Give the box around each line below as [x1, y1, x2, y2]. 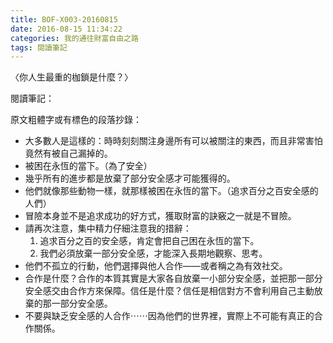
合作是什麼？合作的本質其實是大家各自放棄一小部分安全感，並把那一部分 [24, 272, 323, 285]
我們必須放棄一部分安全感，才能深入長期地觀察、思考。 [39, 247, 268, 260]
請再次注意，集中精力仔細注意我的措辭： [24, 222, 192, 235]
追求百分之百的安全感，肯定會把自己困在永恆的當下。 [39, 235, 260, 247]
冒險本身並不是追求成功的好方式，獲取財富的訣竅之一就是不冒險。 [24, 210, 297, 222]
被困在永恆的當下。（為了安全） [24, 160, 153, 172]
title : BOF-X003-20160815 [10, 14, 118, 25]
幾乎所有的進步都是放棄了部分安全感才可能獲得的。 [24, 172, 236, 185]
